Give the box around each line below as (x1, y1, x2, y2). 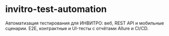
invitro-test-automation (5, 3, 107, 15)
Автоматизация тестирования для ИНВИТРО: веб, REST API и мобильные (5, 20, 164, 26)
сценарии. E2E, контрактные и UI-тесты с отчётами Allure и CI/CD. (5, 25, 149, 31)
